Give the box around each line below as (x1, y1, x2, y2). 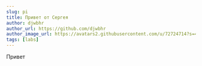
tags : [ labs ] (6, 37, 39, 43)
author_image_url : (6, 31, 52, 37)
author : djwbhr (6, 20, 44, 26)
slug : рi (6, 8, 28, 15)
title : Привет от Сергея (6, 14, 69, 20)
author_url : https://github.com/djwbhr (6, 25, 106, 32)
